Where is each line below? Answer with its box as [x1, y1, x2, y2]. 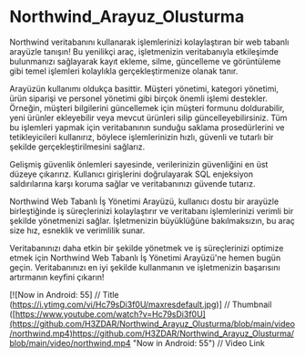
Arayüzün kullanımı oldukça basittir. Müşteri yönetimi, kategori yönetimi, [9, 83, 280, 94]
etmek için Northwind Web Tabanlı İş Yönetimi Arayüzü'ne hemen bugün [9, 252, 281, 263]
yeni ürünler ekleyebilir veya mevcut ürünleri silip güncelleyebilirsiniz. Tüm [9, 112, 288, 123]
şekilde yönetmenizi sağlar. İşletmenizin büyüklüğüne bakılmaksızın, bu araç [9, 215, 296, 226]
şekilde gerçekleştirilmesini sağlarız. [9, 141, 146, 152]
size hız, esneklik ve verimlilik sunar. [9, 225, 146, 236]
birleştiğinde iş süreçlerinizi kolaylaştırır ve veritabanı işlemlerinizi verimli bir [9, 205, 294, 216]
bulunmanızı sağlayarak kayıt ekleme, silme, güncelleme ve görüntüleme [9, 56, 281, 66]
